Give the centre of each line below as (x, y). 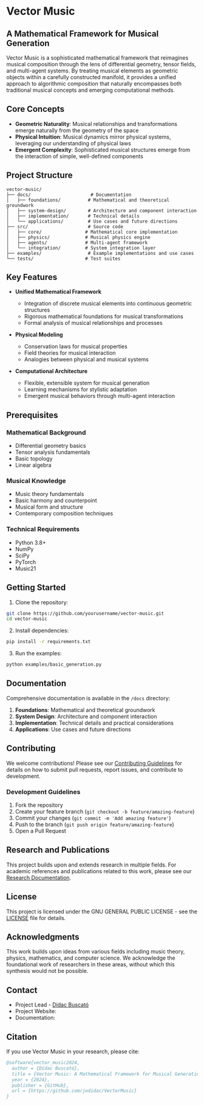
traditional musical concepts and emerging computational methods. (90, 90)
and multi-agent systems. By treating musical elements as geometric (92, 71)
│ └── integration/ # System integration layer (81, 248)
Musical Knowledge (36, 481)
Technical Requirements (43, 529)
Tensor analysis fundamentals (53, 452)
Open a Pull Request (41, 831)
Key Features (32, 277)
